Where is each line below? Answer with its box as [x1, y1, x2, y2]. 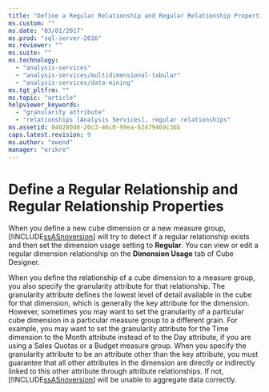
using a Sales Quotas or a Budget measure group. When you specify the [8, 341, 247, 350]
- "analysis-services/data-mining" [15, 78, 134, 86]
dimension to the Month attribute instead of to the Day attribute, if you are [8, 333, 252, 342]
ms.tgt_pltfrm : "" [8, 86, 70, 94]
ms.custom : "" [8, 19, 56, 27]
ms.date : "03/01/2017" [8, 26, 84, 34]
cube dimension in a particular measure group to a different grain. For [8, 315, 239, 325]
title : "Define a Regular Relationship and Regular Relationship [8, 11, 231, 20]
